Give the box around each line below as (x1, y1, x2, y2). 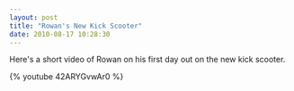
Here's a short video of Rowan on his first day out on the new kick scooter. (9, 54, 286, 65)
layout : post (9, 12, 58, 22)
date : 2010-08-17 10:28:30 (9, 29, 111, 38)
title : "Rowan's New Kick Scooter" (9, 21, 143, 30)
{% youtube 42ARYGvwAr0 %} (9, 71, 124, 82)
